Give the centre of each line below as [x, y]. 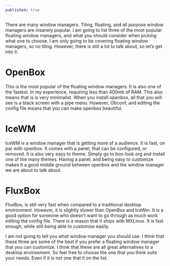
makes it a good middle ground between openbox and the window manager [85, 164]
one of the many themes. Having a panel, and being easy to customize [79, 159]
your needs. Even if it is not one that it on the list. [57, 258]
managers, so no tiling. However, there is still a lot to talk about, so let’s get [84, 46]
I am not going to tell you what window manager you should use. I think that [85, 236]
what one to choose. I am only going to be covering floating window [77, 41]
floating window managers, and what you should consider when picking [81, 35]
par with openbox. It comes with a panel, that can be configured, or [76, 148]
